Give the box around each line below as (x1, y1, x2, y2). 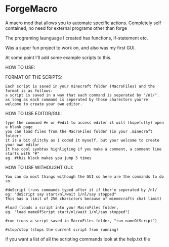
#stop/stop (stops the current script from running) (5, 227, 119, 232)
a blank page (5, 124, 33, 129)
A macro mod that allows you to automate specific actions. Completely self (5, 20, 161, 26)
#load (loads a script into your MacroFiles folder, (5, 205, 119, 210)
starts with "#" (5, 151, 39, 156)
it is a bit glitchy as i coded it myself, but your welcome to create (5, 137, 159, 143)
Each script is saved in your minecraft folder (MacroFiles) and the (5, 84, 155, 89)
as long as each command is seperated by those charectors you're (5, 97, 148, 102)
